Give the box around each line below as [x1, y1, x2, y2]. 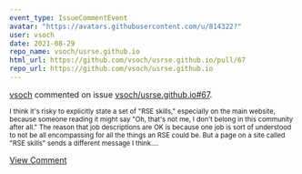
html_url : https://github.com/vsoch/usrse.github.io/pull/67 [9, 56, 247, 65]
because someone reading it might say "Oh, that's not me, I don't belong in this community [9, 115, 294, 124]
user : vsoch [9, 30, 55, 39]
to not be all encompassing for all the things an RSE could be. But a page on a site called [9, 130, 286, 139]
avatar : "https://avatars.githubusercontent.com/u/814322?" [9, 22, 243, 31]
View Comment [9, 154, 67, 165]
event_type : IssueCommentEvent [9, 13, 128, 23]
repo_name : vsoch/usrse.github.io [9, 47, 141, 56]
